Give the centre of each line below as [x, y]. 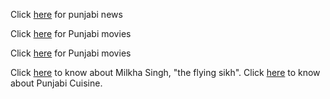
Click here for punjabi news [66, 14]
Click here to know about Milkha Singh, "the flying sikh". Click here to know [165, 72]
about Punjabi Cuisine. [56, 83]
